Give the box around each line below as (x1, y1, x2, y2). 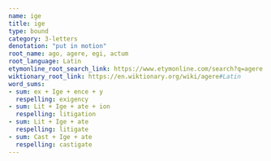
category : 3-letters (8, 34, 79, 43)
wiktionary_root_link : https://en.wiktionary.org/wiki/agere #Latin (8, 72, 242, 80)
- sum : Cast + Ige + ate (8, 133, 92, 141)
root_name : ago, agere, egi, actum (8, 50, 129, 58)
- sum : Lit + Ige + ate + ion (8, 102, 111, 111)
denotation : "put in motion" (8, 42, 107, 50)
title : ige (8, 20, 45, 28)
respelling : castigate (15, 140, 92, 149)
